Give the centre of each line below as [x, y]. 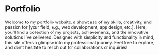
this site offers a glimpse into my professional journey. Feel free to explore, [80, 42]
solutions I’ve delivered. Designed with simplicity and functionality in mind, [80, 37]
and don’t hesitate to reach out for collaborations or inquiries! [66, 47]
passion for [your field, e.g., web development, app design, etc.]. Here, [76, 27]
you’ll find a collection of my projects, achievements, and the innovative [77, 32]
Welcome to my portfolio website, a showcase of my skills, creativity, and [78, 22]
